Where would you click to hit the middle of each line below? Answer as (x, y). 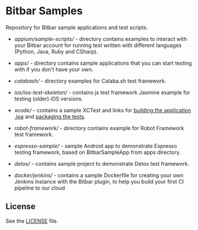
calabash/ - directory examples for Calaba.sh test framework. (90, 81)
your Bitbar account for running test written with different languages (98, 45)
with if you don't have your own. (54, 69)
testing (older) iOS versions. (49, 99)
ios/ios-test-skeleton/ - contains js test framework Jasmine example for (102, 92)
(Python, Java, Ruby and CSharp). (56, 51)
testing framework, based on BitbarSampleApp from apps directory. (98, 152)
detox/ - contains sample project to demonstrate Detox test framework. (102, 163)
